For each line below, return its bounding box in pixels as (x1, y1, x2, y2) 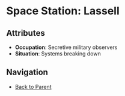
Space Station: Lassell (6, 4, 120, 18)
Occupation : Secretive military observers (14, 44, 118, 51)
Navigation (6, 67, 48, 78)
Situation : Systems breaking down (14, 50, 101, 57)
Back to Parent (14, 83, 52, 90)
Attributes (6, 28, 45, 38)
